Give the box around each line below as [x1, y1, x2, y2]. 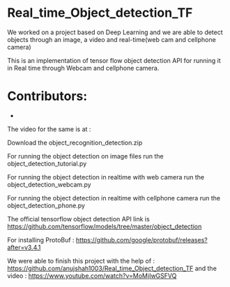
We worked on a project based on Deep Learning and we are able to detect [7, 28, 223, 36]
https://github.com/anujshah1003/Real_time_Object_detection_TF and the [7, 264, 217, 272]
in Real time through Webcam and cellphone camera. [7, 64, 160, 72]
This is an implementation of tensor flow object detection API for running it [7, 56, 221, 64]
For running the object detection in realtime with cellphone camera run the [7, 193, 221, 202]
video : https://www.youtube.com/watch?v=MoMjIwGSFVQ [7, 271, 177, 280]
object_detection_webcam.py [7, 180, 92, 189]
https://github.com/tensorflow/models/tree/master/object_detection [7, 222, 202, 230]
